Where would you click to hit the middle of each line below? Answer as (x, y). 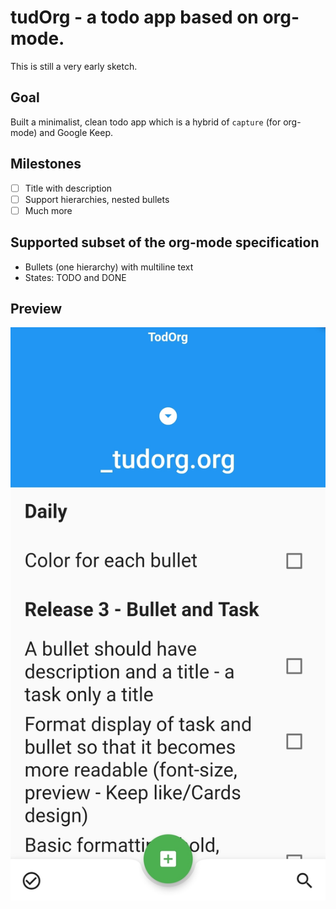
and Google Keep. (76, 132)
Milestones (46, 164)
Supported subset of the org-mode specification (165, 242)
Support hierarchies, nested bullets (97, 199)
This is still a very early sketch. (74, 66)
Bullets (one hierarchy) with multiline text (109, 267)
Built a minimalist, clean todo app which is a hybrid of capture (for (146, 122)
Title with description (68, 188)
